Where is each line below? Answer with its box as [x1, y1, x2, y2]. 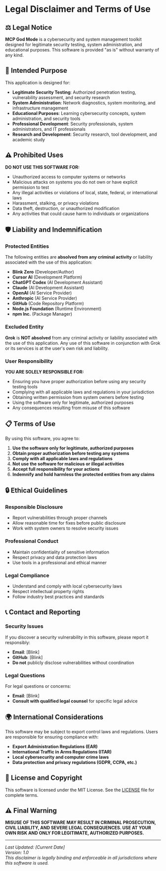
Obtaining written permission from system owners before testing [12, 394, 144, 400]
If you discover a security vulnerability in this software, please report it [5, 634, 149, 640]
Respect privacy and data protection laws [12, 554, 97, 560]
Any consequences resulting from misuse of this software [12, 405, 130, 411]
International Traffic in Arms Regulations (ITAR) [12, 749, 112, 755]
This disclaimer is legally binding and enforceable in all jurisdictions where [5, 855, 157, 861]
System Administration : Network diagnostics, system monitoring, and [12, 100, 156, 106]
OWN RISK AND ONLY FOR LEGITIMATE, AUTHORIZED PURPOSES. [5, 830, 144, 836]
